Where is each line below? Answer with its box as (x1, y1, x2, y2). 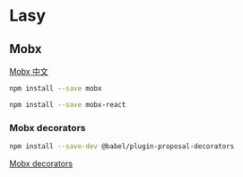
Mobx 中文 (9, 66, 48, 76)
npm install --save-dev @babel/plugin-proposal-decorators (9, 142, 235, 151)
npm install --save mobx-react (9, 100, 126, 109)
